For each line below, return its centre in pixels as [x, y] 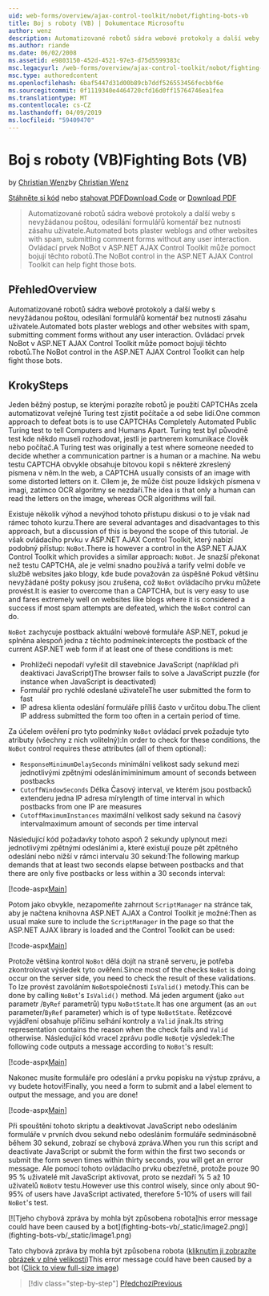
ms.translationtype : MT [48, 98]
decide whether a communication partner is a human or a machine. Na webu [135, 456]
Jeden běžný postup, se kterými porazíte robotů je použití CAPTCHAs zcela [133, 405]
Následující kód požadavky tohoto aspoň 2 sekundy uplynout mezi [118, 839]
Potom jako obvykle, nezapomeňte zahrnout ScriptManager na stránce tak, [131, 905]
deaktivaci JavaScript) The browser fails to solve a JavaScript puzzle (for [140, 673]
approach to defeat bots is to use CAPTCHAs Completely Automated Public [132, 422]
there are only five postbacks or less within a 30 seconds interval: [117, 874]
